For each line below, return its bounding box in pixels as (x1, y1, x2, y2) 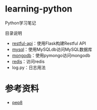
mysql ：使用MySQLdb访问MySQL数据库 (12, 46, 93, 52)
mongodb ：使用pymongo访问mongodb (12, 52, 90, 58)
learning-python (5, 3, 72, 14)
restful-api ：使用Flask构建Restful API (12, 40, 86, 46)
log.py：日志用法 (12, 64, 46, 70)
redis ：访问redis (12, 58, 45, 64)
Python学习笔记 (5, 20, 36, 26)
